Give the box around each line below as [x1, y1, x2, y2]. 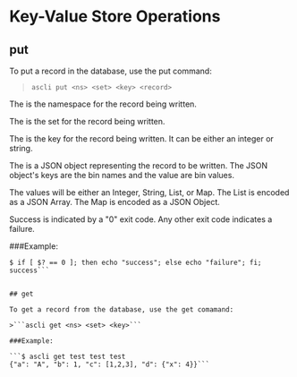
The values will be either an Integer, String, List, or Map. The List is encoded [9, 187, 290, 198]
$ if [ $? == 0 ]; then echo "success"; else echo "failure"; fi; [9, 258, 262, 267]
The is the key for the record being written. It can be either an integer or [9, 133, 275, 144]
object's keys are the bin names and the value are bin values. [9, 170, 235, 180]
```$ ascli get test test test [9, 352, 126, 361]
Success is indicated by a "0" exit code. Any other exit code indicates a [9, 214, 273, 225]
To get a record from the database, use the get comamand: [9, 305, 234, 314]
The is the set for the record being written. [9, 116, 165, 126]
